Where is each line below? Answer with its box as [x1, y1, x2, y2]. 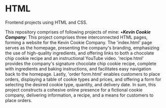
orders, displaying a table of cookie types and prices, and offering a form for [5, 76, 162, 82]
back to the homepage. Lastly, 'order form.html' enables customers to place [5, 71, 160, 77]
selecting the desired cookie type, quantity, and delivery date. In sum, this [5, 81, 156, 87]
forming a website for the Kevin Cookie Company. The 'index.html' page [5, 39, 152, 45]
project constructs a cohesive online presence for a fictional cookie [5, 87, 143, 93]
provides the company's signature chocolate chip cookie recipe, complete [5, 60, 157, 66]
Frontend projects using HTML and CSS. [5, 19, 88, 25]
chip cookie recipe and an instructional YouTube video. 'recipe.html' [5, 55, 144, 61]
